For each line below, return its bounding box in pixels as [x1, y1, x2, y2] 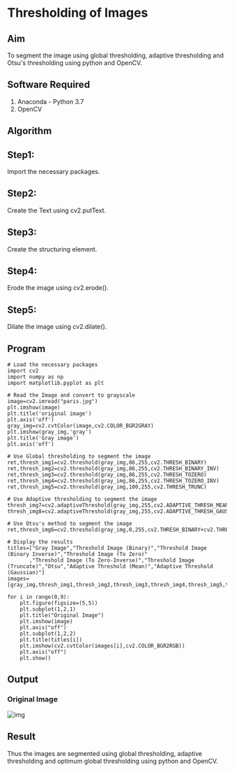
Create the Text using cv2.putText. [7, 206, 107, 214]
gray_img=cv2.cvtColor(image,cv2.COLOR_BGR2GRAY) [7, 423, 155, 430]
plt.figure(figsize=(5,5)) [19, 599, 98, 607]
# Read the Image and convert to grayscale [7, 392, 136, 399]
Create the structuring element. [7, 245, 97, 253]
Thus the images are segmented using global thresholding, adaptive [7, 749, 203, 757]
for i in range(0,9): [7, 594, 70, 601]
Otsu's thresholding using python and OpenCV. [7, 59, 143, 67]
